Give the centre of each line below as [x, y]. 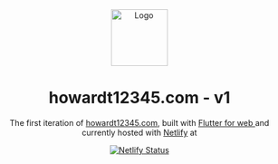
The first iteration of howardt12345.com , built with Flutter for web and [139, 122]
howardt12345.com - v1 [139, 98]
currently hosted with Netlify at [139, 132]
